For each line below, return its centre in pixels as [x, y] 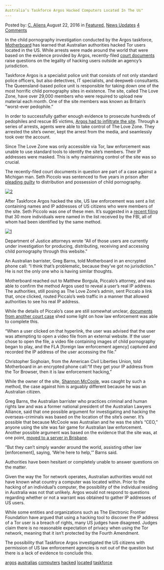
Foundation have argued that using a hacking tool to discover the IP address [82, 517]
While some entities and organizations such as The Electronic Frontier [75, 512]
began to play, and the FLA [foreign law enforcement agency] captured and [81, 346]
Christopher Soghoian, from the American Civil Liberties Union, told [73, 361]
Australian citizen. [23, 391]
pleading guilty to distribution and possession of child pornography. [73, 182]
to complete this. [22, 321]
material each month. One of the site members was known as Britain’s [75, 101]
